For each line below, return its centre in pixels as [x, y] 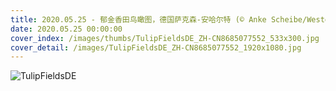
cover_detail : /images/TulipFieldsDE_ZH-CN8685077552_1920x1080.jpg [156, 47]
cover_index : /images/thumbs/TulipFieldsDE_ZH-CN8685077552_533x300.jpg [165, 38]
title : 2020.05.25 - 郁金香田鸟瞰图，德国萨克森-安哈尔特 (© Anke [138, 19]
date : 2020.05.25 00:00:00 [66, 29]
